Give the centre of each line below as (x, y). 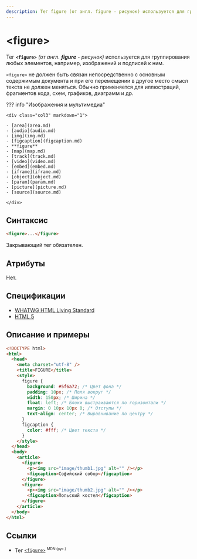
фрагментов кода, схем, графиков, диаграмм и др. (70, 93)
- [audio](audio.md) (31, 131)
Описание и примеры (48, 335)
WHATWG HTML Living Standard (55, 310)
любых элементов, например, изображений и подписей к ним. (85, 63)
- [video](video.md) (31, 161)
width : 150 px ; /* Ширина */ (61, 397)
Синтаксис (27, 220)
